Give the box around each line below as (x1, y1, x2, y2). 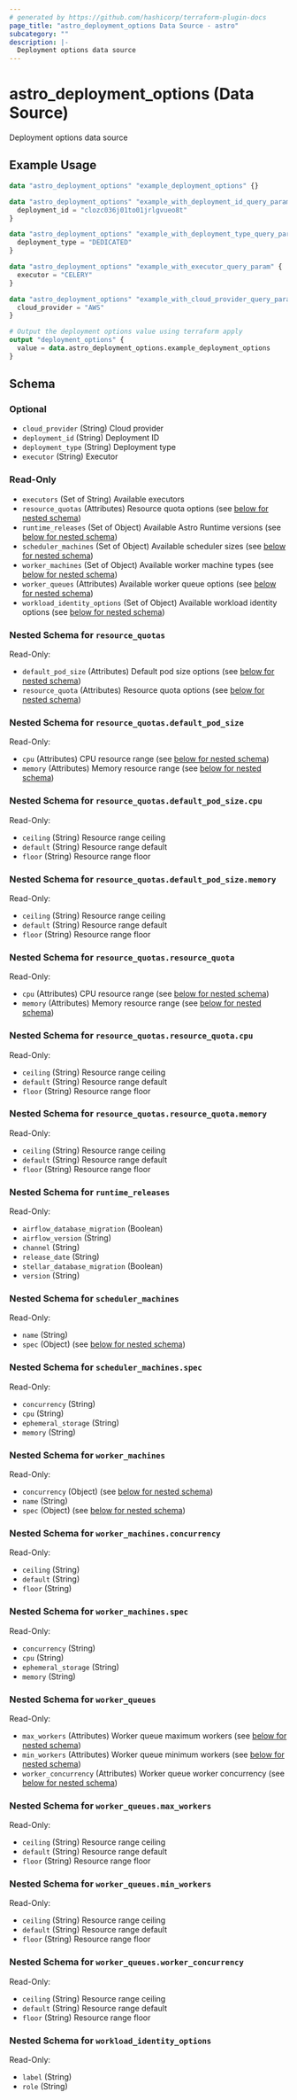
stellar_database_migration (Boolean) (21, 1261, 164, 1272)
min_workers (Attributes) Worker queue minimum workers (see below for (21, 1749, 286, 1760)
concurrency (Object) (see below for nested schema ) (21, 1486, 214, 1497)
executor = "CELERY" (17, 270, 93, 279)
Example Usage (9, 158, 97, 173)
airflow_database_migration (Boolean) (21, 1224, 164, 1234)
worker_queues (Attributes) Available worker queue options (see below (21, 578, 277, 589)
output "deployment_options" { (9, 336, 125, 345)
